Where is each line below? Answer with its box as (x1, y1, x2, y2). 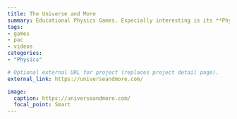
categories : (7, 50, 42, 57)
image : (7, 88, 27, 95)
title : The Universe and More (7, 10, 97, 18)
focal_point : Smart (13, 101, 71, 108)
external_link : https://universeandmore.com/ (7, 75, 143, 82)
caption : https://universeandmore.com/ (13, 94, 131, 102)
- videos (7, 43, 33, 50)
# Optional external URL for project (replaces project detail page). (7, 68, 219, 76)
